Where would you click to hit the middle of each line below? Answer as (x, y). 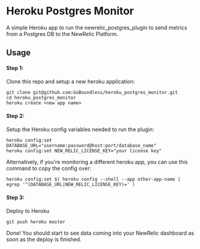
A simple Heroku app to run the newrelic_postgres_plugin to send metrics (97, 28)
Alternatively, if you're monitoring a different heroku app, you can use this (97, 162)
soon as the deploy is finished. (44, 239)
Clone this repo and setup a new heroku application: (71, 81)
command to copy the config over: (49, 168)
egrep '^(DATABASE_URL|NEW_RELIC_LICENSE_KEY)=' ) (71, 184)
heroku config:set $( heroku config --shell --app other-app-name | (93, 179)
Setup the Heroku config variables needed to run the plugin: (80, 129)
